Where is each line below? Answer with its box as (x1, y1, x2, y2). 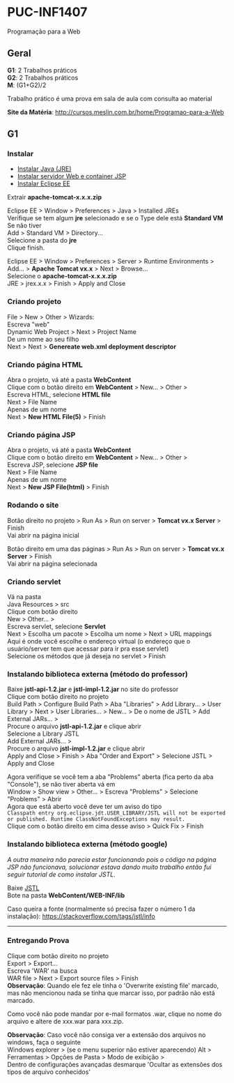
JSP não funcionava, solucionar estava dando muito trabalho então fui (7, 863, 212, 871)
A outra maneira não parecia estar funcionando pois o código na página (7, 855, 217, 863)
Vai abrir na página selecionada (7, 559, 97, 568)
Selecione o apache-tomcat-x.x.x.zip (7, 272, 117, 280)
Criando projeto (7, 297, 61, 307)
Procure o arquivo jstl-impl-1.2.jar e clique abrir (7, 744, 146, 753)
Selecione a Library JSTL (7, 729, 79, 738)
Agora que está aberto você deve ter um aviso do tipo (7, 803, 162, 811)
